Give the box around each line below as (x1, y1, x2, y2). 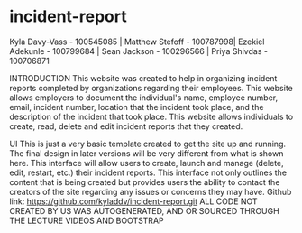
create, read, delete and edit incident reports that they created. (9, 120, 243, 132)
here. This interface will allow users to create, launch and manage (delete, (9, 157, 284, 168)
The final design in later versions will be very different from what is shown (9, 147, 284, 159)
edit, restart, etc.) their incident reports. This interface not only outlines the (9, 167, 287, 178)
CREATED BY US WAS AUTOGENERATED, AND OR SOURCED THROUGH (9, 205, 279, 216)
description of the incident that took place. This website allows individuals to (9, 111, 294, 122)
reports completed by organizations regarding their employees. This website (9, 82, 293, 93)
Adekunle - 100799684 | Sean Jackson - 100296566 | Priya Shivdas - (9, 45, 269, 56)
